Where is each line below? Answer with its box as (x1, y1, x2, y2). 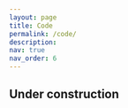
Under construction (9, 87, 119, 102)
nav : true (9, 46, 46, 55)
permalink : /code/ (9, 29, 77, 38)
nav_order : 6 (9, 54, 57, 63)
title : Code (9, 21, 53, 30)
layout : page (9, 12, 57, 22)
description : (9, 37, 57, 47)
